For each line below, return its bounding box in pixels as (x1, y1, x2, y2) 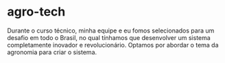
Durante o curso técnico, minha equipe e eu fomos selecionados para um (7, 26, 215, 35)
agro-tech (7, 4, 66, 20)
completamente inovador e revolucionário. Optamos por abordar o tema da (7, 41, 219, 49)
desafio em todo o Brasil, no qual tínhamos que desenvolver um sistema (7, 33, 211, 41)
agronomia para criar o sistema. (7, 48, 97, 56)
